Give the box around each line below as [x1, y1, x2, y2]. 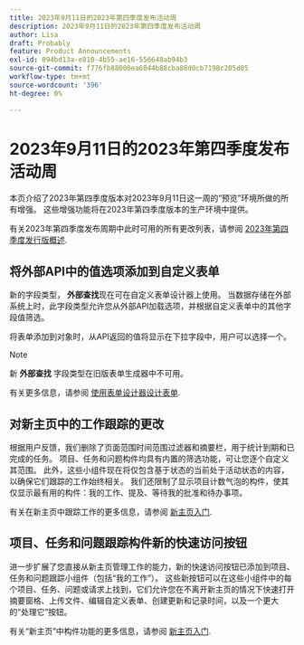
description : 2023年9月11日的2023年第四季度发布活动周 [9, 22, 202, 31]
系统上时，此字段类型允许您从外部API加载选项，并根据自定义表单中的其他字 [9, 300, 292, 312]
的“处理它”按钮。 [9, 606, 72, 617]
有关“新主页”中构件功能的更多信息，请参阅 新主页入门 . [9, 625, 212, 636]
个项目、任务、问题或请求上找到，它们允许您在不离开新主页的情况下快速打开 [9, 583, 295, 594]
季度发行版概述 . [9, 234, 68, 245]
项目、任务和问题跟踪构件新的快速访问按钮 [9, 536, 247, 551]
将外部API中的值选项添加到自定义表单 [9, 263, 220, 279]
